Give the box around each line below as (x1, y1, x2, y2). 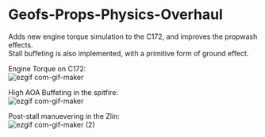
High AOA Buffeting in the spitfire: (8, 87, 119, 97)
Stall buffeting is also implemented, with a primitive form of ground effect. (8, 48, 249, 58)
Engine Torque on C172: (8, 63, 86, 73)
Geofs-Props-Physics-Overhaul (8, 6, 224, 24)
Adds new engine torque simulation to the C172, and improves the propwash (8, 32, 258, 41)
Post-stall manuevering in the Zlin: (8, 111, 121, 120)
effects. (8, 40, 33, 49)
